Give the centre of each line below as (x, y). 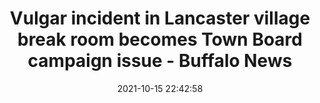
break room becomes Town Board (160, 39)
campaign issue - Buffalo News (160, 61)
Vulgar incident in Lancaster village (160, 18)
